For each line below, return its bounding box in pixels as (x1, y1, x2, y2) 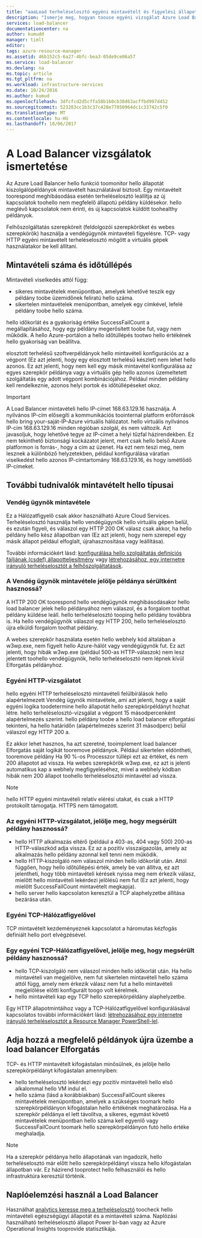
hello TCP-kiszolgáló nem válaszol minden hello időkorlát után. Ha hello (14, 967, 192, 974)
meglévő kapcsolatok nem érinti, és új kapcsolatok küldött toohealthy (6, 206, 178, 213)
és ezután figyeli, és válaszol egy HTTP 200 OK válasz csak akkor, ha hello (6, 525, 192, 532)
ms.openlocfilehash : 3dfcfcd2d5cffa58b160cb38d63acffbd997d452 (6, 98, 168, 104)
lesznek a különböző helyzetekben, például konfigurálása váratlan (6, 450, 170, 457)
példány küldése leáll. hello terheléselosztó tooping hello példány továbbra (6, 611, 191, 618)
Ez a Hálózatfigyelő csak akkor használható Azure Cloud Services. (6, 512, 171, 519)
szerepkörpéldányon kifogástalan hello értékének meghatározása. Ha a (14, 1104, 191, 1111)
